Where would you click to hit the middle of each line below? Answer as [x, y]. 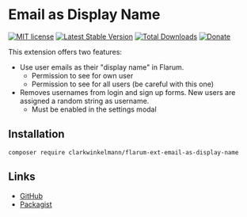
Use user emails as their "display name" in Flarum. [102, 67]
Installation [36, 134]
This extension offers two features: [65, 51]
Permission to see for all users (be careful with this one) [123, 84]
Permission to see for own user [82, 75]
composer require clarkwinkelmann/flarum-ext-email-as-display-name [123, 152]
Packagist [36, 204]
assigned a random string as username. [84, 101]
